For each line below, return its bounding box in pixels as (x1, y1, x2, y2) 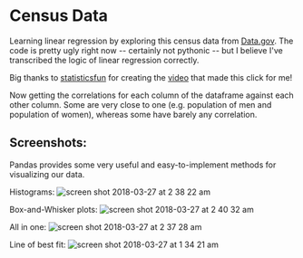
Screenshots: (9, 135, 88, 150)
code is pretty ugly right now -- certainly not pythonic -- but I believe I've (9, 44, 283, 55)
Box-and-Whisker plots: (9, 204, 98, 215)
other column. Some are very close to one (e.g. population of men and (9, 99, 272, 110)
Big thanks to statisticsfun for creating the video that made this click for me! (9, 72, 293, 82)
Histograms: (9, 186, 55, 197)
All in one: (9, 221, 47, 232)
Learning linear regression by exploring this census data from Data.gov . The (9, 35, 294, 46)
